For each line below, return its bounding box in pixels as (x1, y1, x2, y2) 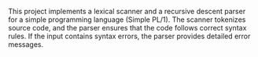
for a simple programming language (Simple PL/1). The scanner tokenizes (8, 15, 246, 24)
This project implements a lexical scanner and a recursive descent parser (8, 7, 246, 16)
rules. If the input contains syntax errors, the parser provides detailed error (8, 31, 251, 41)
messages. (8, 40, 44, 49)
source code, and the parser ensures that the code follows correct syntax (8, 23, 247, 32)
